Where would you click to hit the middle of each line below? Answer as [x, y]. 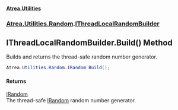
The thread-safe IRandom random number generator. [71, 101]
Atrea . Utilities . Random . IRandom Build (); [58, 68]
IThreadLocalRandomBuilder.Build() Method [90, 42]
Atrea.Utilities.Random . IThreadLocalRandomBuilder [83, 24]
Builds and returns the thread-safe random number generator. [82, 57]
